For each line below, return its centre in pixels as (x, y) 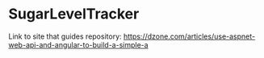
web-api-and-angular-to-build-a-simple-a (78, 44)
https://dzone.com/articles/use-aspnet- (189, 36)
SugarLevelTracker (74, 14)
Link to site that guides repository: (65, 36)
